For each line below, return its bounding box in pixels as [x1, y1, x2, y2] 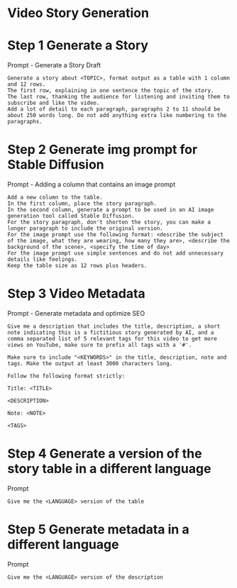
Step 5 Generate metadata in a [7, 521, 189, 538]
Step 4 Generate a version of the [7, 445, 202, 462]
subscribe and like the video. [7, 99, 100, 107]
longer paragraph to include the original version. [7, 225, 163, 232]
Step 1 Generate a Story [7, 38, 149, 54]
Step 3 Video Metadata [7, 286, 145, 302]
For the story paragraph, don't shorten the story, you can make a [7, 218, 211, 226]
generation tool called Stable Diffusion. [7, 213, 135, 220]
